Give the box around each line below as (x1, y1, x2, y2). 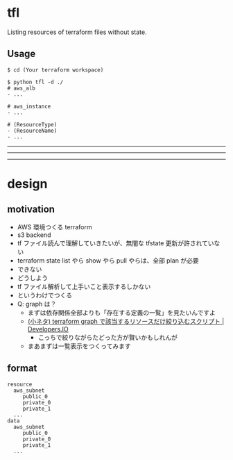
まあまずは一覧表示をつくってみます (27, 342, 131, 350)
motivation (7, 204, 55, 215)
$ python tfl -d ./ (7, 79, 64, 85)
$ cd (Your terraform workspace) (7, 66, 104, 74)
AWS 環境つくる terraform (17, 222, 92, 231)
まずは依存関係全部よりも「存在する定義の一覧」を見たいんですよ (27, 308, 216, 317)
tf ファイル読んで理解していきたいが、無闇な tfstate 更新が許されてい (17, 238, 214, 247)
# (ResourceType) (7, 121, 58, 128)
